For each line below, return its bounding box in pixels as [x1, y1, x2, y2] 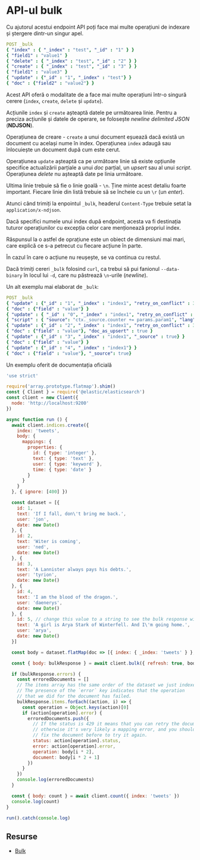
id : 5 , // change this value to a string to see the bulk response [17, 617, 187, 623]
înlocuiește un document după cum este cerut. [6, 146, 121, 153]
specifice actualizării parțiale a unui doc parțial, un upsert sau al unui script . [6, 164, 192, 171]
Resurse [6, 831, 37, 841]
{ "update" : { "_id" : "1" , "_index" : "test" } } [6, 75, 132, 81]
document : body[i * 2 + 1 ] [32, 754, 100, 760]
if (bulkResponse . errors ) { [11, 671, 82, 677]
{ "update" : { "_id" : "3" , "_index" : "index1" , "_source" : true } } [6, 334, 185, 340]
